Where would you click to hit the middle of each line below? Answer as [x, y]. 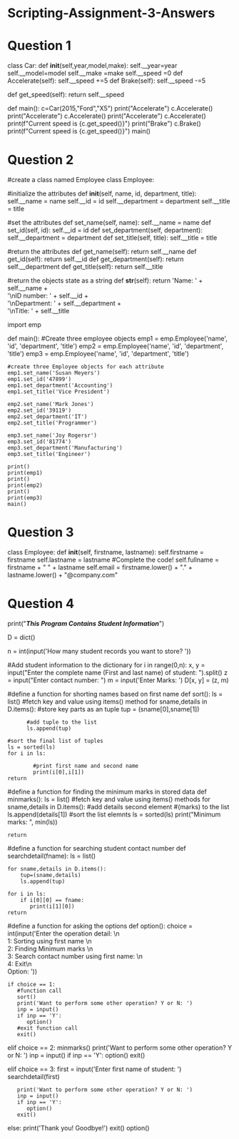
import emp [24, 325]
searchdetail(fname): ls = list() [52, 856]
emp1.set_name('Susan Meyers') [54, 373]
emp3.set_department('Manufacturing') [65, 448]
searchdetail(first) [34, 1076]
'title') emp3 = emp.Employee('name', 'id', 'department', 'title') [98, 354]
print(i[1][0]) [52, 906]
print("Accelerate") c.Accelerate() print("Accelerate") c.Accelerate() [107, 116]
